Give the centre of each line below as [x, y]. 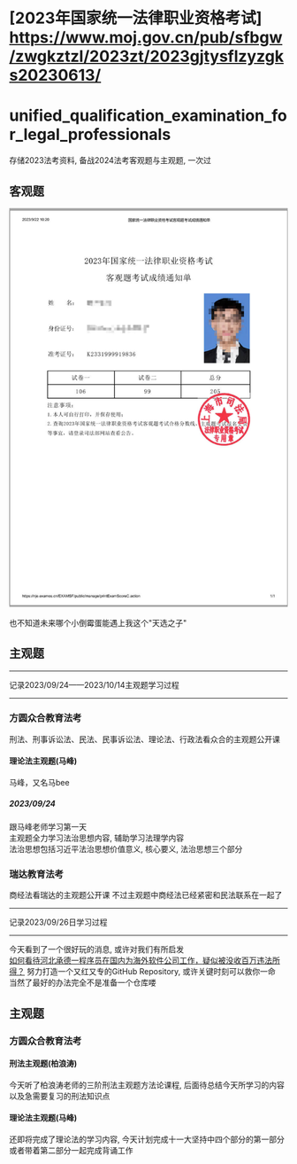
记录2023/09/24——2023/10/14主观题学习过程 [94, 684]
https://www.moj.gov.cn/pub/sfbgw [146, 38]
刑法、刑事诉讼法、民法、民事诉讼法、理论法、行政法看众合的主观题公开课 [145, 739]
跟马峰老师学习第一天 [48, 827]
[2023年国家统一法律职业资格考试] [136, 18]
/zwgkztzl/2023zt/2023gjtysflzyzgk [147, 56]
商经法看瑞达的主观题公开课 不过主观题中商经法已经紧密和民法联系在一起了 [146, 895]
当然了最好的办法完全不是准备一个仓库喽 [83, 983]
